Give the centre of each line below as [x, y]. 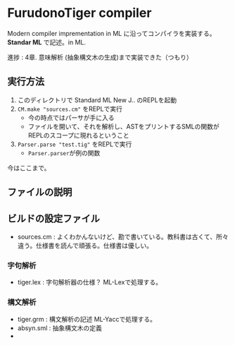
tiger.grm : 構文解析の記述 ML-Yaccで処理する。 [87, 319]
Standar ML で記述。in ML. [47, 42]
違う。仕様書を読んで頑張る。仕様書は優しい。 [85, 246]
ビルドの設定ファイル [53, 218]
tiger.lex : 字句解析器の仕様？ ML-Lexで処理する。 [89, 282]
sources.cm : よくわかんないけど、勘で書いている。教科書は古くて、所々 [123, 236]
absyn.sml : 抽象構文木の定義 [59, 328]
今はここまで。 [29, 168]
